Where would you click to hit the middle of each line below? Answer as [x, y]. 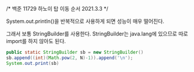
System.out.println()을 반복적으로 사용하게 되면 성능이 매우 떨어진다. [85, 21]
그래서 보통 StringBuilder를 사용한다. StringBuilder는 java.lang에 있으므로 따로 [97, 34]
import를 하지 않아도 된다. [36, 41]
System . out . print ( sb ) [33, 63]
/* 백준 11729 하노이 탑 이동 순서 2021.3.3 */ [57, 9]
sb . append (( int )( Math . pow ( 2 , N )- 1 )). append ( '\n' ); [70, 58]
